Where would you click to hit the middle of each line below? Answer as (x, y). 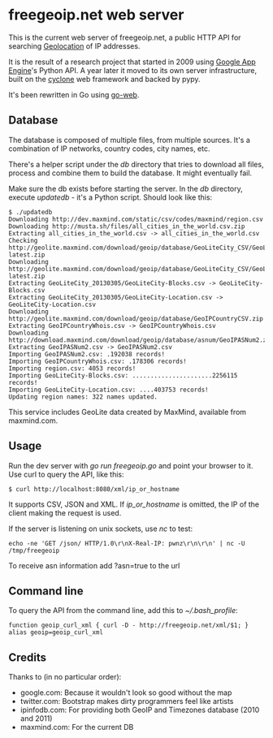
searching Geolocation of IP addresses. (74, 45)
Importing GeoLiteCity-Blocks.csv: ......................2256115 (123, 375)
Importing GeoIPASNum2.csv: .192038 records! (87, 354)
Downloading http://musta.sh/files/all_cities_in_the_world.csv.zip (127, 226)
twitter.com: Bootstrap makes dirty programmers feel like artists (127, 701)
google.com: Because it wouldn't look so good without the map (126, 693)
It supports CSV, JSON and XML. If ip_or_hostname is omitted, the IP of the (134, 504)
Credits (28, 657)
